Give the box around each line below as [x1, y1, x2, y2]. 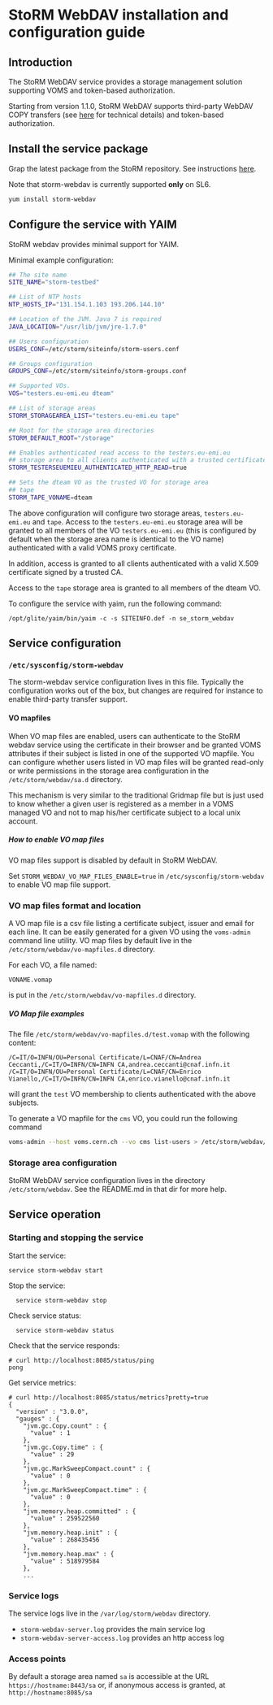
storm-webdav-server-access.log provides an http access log [19, 1633, 225, 1643]
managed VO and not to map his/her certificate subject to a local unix [8, 807, 241, 817]
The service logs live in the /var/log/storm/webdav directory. [8, 1608, 211, 1619]
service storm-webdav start [8, 1266, 104, 1274]
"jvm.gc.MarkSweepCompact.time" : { [23, 1485, 148, 1494]
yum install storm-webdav [8, 195, 96, 203]
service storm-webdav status [15, 1326, 115, 1334]
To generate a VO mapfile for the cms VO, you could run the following [8, 1113, 238, 1123]
